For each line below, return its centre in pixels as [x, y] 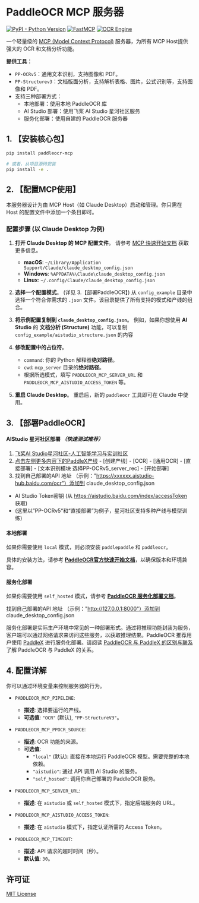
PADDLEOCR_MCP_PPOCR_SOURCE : [50, 730]
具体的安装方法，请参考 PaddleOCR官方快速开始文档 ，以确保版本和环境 [94, 560]
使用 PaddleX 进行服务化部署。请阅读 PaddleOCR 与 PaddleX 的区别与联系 [102, 643]
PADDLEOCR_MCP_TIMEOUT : [44, 839]
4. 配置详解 [26, 670]
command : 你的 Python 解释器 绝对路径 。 [71, 360]
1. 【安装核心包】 [37, 139]
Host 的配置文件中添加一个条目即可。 [52, 212]
